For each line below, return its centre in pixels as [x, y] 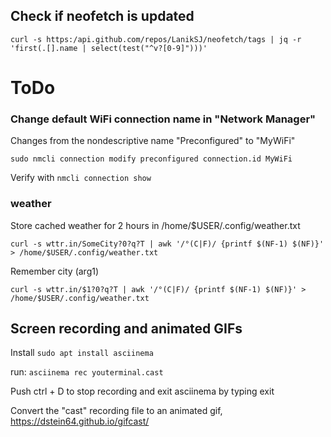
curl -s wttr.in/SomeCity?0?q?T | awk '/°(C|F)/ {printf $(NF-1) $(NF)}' [167, 244]
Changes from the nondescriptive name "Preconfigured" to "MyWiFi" [153, 141]
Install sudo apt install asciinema [82, 353]
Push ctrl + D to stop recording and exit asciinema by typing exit [142, 391]
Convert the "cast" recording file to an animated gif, [116, 411]
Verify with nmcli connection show [81, 178]
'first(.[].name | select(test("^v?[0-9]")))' [109, 48]
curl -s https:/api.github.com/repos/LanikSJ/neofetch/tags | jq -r [156, 39]
